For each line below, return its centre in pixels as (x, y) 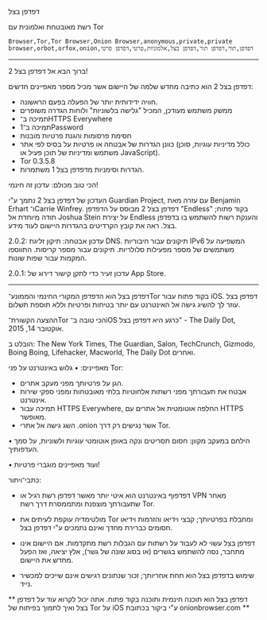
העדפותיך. (24, 449)
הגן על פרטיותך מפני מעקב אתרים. (72, 383)
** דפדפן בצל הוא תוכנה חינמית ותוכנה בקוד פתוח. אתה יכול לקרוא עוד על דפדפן (128, 599)
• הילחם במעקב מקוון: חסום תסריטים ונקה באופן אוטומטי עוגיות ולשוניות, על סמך (129, 441)
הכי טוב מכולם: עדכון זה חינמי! (53, 185)
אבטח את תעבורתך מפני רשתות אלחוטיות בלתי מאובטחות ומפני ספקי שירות (133, 391)
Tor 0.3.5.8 (37, 161)
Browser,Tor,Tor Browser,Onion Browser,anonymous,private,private (120, 41)
